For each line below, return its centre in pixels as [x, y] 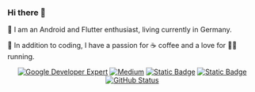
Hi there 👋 [27, 13]
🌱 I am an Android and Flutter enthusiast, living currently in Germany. [120, 30]
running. [21, 57]
